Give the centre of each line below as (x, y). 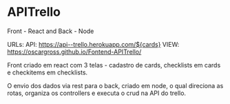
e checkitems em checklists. (48, 72)
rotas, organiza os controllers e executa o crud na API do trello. (97, 93)
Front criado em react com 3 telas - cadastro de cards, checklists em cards (114, 65)
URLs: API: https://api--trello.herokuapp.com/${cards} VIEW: (93, 44)
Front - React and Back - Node (51, 31)
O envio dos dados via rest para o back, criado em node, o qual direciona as (115, 85)
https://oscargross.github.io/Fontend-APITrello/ (74, 52)
